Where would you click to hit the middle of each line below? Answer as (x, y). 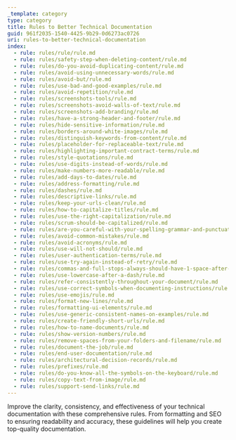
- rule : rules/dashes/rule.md (58, 190)
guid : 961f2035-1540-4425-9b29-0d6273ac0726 (73, 33)
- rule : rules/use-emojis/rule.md (64, 295)
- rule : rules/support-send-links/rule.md (77, 386)
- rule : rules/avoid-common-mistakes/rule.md (81, 236)
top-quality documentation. (47, 429)
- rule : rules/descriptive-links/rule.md (75, 197)
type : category (29, 20)
